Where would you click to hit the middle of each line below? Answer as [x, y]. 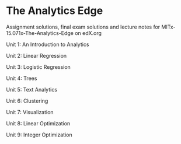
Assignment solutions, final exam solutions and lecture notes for [83, 27]
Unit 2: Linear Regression [36, 55]
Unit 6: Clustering [27, 101]
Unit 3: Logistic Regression [39, 67]
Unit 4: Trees [22, 78]
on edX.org [88, 33]
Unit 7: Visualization [30, 112]
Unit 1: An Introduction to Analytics [48, 44]
